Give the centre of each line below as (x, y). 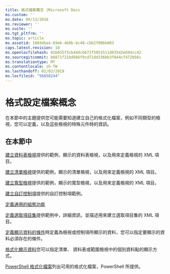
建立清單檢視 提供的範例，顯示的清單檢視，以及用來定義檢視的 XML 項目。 (82, 172)
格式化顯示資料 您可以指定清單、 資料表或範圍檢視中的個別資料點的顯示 (79, 249)
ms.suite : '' (19, 29)
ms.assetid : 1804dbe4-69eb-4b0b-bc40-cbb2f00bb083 (60, 43)
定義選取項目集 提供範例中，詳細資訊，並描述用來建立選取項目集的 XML (79, 215)
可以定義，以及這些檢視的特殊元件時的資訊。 (65, 124)
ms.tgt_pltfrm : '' (25, 33)
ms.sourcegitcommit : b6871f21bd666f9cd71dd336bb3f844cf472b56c (73, 57)
